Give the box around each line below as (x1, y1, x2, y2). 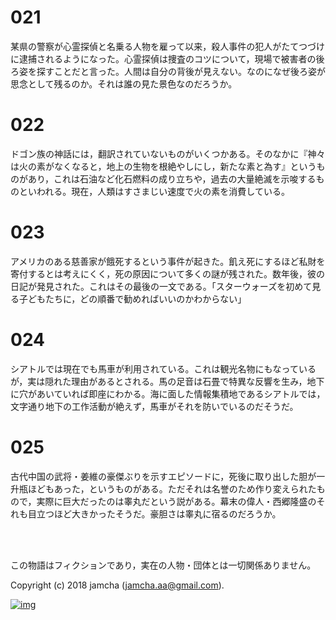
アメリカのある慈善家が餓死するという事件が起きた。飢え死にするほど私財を (10, 255, 326, 267)
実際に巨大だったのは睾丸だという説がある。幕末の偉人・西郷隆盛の (36, 495, 317, 507)
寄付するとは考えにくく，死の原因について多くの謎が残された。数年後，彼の (10, 267, 325, 280)
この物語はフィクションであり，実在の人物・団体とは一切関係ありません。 (10, 559, 317, 571)
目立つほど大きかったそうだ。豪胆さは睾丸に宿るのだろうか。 (27, 507, 282, 520)
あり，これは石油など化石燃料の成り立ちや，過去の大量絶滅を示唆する (27, 172, 317, 185)
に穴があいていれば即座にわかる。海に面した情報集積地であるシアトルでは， (10, 387, 326, 400)
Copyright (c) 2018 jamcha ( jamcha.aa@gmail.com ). (10, 579, 225, 591)
